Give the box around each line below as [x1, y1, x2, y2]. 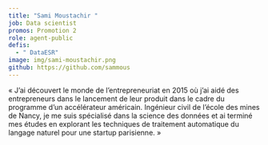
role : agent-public [8, 33, 74, 42]
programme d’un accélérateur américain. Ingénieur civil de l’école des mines [8, 102, 260, 112]
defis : [8, 41, 30, 49]
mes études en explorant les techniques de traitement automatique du [8, 119, 240, 128]
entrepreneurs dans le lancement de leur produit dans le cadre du [8, 93, 226, 104]
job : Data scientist [8, 19, 78, 27]
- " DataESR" [15, 49, 59, 57]
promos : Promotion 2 [8, 26, 78, 34]
